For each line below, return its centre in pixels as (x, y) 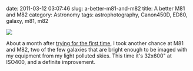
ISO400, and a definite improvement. (51, 62)
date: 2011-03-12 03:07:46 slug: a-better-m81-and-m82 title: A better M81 (96, 9)
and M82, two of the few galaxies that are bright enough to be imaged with (97, 50)
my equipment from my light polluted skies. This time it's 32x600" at (89, 56)
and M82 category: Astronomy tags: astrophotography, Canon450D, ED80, (97, 15)
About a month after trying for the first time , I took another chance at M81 (95, 43)
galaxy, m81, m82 (27, 21)
